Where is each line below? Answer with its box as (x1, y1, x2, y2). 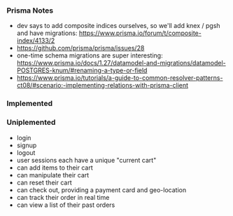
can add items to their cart (16, 163, 93, 172)
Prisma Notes (6, 6, 54, 15)
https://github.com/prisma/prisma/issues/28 (16, 44, 145, 53)
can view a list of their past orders (16, 201, 115, 209)
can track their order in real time (16, 193, 110, 201)
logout (16, 148, 36, 156)
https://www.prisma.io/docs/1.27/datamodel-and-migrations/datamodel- (16, 59, 226, 67)
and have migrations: (16, 29, 78, 37)
